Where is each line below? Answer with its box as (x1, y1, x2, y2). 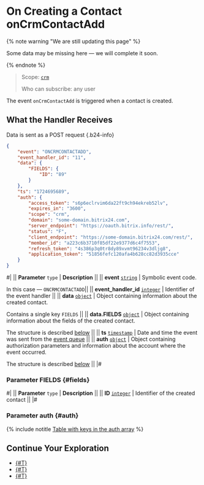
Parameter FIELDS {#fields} (6, 375, 90, 384)
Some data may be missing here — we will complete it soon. (6, 49, 158, 56)
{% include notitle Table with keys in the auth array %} (6, 425, 144, 433)
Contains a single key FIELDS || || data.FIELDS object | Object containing (6, 311, 189, 318)
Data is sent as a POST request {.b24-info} (6, 131, 115, 139)
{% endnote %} (6, 61, 46, 69)
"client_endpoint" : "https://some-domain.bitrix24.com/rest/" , (28, 234, 193, 240)
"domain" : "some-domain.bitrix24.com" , (28, 217, 130, 223)
